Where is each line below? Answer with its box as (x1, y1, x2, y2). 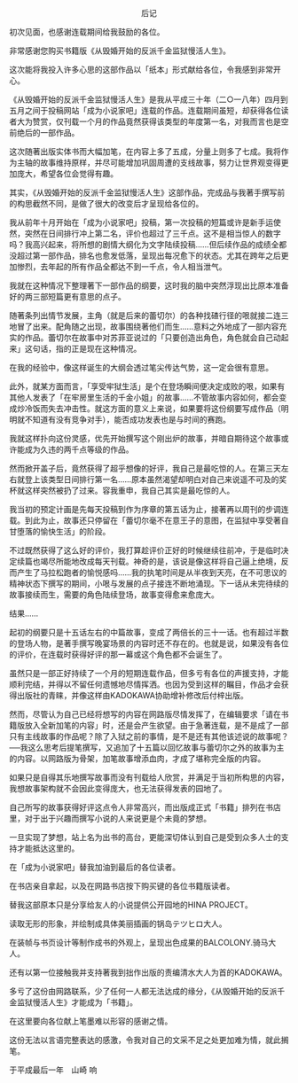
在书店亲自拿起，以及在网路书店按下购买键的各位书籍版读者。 (9, 881, 235, 891)
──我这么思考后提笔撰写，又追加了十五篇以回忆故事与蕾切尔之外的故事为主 (9, 743, 285, 752)
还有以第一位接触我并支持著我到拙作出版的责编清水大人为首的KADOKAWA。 (9, 967, 287, 978)
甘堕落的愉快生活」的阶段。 (9, 526, 111, 536)
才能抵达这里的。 (16, 843, 80, 853)
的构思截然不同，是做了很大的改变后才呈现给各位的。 (9, 199, 204, 208)
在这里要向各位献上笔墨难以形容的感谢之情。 (9, 1016, 173, 1026)
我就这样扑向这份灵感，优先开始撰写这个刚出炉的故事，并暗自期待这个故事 (9, 433, 281, 443)
